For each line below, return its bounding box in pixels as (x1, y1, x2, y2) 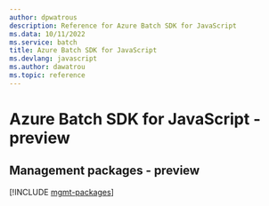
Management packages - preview (9, 163, 200, 178)
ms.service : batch (9, 37, 77, 47)
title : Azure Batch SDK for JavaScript (9, 46, 158, 55)
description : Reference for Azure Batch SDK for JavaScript (9, 21, 238, 30)
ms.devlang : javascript (9, 54, 98, 63)
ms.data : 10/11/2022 (9, 29, 86, 38)
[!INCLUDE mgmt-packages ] (9, 186, 114, 197)
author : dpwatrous (9, 12, 77, 22)
